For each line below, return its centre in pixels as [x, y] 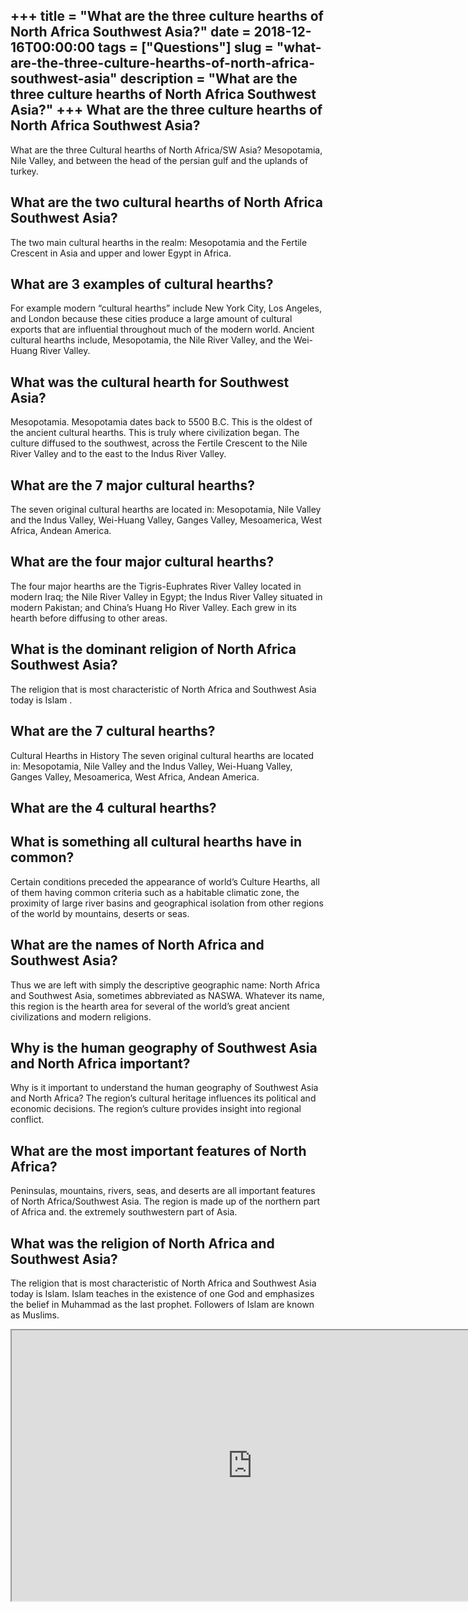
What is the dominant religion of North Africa [153, 649]
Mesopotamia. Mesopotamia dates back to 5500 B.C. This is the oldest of [161, 422]
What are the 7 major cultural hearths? [132, 485]
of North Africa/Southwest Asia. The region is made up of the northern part [165, 1201]
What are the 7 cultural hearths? [113, 731]
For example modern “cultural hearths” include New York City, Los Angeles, [166, 308]
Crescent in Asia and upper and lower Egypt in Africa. [121, 253]
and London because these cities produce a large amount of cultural [151, 319]
